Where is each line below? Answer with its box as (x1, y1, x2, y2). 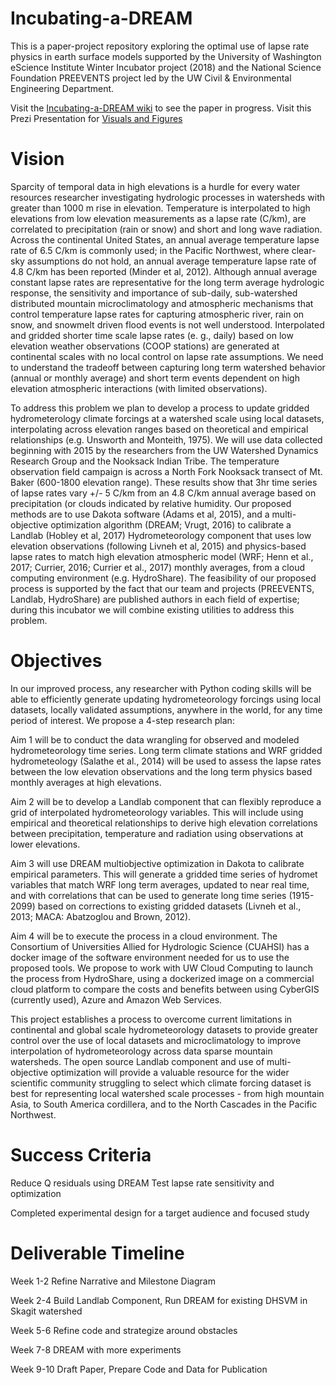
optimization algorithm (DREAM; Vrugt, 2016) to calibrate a (50, 518, 292, 531)
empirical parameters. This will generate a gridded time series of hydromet (10, 868, 318, 880)
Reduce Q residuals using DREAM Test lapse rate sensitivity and (10, 1177, 275, 1189)
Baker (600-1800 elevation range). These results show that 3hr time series (10, 476, 318, 488)
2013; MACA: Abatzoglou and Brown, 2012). (10, 910, 192, 922)
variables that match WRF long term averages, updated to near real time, (10, 878, 310, 891)
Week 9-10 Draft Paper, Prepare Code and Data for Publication (10, 1363, 268, 1375)
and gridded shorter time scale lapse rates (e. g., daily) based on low (10, 329, 294, 341)
